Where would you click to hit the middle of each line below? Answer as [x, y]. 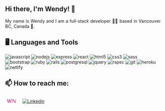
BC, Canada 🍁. [20, 26]
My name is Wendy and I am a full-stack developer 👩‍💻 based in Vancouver [83, 21]
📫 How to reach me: [37, 84]
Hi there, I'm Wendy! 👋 [40, 9]
